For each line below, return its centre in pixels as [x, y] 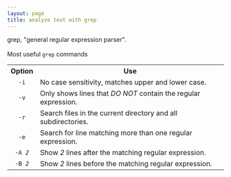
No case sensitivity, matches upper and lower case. [123, 82]
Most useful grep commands [47, 54]
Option [22, 71]
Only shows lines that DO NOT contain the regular [120, 93]
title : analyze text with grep [52, 20]
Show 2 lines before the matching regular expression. [126, 163]
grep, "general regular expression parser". [67, 39]
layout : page [26, 13]
